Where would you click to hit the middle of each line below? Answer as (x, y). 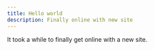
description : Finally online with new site (70, 20)
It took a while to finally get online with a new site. (77, 39)
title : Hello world (35, 13)
